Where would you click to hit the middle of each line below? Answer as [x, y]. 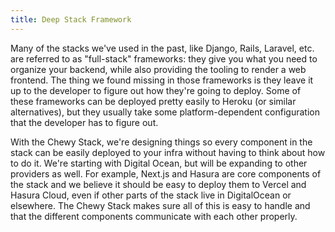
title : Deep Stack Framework [71, 19]
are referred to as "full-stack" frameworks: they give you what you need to [164, 58]
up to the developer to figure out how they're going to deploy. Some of [156, 90]
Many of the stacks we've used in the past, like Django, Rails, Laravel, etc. [162, 48]
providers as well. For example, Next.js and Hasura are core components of [166, 173]
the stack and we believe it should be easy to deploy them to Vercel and [158, 184]
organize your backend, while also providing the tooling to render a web [158, 69]
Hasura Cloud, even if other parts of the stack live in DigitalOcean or [151, 195]
